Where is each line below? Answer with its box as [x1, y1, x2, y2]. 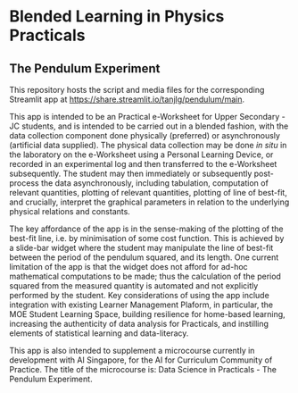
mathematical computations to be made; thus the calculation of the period [9, 271, 281, 281]
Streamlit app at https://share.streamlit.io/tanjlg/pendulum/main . [9, 94, 245, 105]
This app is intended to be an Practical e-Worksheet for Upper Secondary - [9, 112, 286, 121]
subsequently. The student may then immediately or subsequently [9, 168, 252, 179]
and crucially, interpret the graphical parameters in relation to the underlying [9, 196, 290, 207]
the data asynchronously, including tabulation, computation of [40, 178, 269, 188]
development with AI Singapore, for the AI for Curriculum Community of [9, 355, 273, 365]
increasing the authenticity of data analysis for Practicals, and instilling [9, 319, 269, 329]
